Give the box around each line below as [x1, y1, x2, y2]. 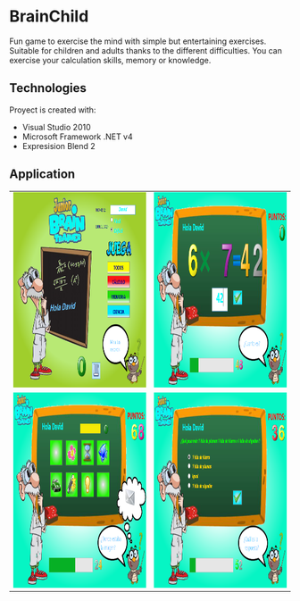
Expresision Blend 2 [21, 140, 96, 151]
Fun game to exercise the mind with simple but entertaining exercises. [9, 36, 267, 46]
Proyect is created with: [9, 104, 96, 115]
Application [9, 167, 76, 182]
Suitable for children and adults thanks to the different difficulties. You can [9, 45, 283, 55]
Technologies [9, 80, 87, 96]
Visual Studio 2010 [21, 121, 91, 132]
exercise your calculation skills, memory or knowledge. [9, 54, 212, 65]
